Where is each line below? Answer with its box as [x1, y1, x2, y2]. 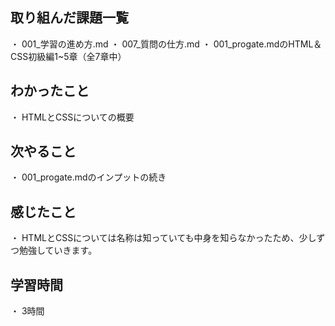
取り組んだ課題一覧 [10, 9, 129, 27]
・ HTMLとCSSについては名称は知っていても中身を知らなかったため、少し [10, 232, 317, 244]
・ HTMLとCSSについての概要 [10, 111, 135, 123]
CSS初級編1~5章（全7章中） [10, 50, 127, 62]
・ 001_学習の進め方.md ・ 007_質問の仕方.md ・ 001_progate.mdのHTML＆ [10, 38, 323, 50]
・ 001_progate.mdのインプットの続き [10, 171, 167, 183]
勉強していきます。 [18, 244, 98, 257]
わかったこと [10, 83, 90, 100]
